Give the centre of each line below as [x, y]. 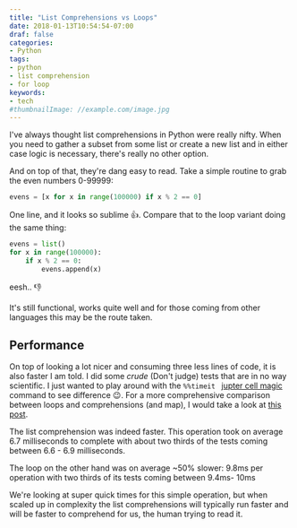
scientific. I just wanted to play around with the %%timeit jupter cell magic [146, 385]
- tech [21, 101]
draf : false [31, 34]
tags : [19, 59]
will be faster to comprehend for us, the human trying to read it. [126, 514]
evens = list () [38, 244]
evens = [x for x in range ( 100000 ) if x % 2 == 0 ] [106, 197]
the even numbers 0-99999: [61, 181]
